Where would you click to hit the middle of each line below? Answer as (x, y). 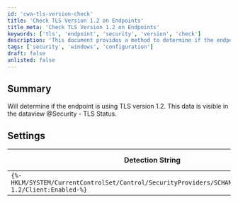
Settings (27, 136)
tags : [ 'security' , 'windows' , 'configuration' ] (80, 47)
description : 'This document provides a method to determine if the (110, 40)
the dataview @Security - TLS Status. (62, 114)
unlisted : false (31, 60)
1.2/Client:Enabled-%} (49, 190)
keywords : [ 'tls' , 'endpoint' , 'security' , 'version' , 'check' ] (104, 34)
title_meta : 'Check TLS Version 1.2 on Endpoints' (84, 27)
